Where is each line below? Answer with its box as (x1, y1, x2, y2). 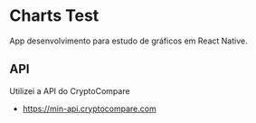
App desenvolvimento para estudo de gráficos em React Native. (9, 35, 248, 46)
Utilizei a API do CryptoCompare (9, 85, 130, 96)
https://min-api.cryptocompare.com (22, 103, 156, 114)
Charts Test (9, 5, 100, 26)
